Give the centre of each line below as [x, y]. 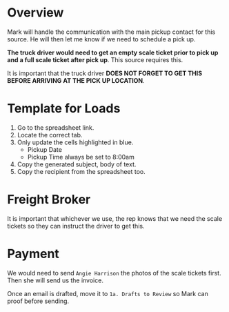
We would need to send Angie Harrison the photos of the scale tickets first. [114, 273]
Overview [36, 13]
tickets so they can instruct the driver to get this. [76, 226]
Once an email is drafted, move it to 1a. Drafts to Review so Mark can [108, 293]
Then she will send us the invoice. [55, 280]
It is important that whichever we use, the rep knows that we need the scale [115, 218]
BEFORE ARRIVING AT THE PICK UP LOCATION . [76, 80]
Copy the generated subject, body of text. [77, 164]
